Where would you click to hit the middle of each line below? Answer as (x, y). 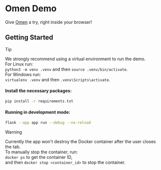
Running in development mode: (38, 112)
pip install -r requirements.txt (39, 101)
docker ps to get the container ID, (39, 157)
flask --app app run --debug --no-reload (48, 123)
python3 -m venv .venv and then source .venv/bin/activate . (67, 69)
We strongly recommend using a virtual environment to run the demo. (75, 59)
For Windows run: (23, 74)
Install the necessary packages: (39, 91)
